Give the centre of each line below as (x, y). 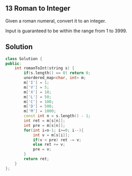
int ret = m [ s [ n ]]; (45, 121)
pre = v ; (42, 149)
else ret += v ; (49, 145)
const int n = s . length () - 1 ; (57, 116)
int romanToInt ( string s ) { (44, 68)
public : (14, 64)
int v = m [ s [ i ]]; (51, 135)
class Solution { (24, 58)
